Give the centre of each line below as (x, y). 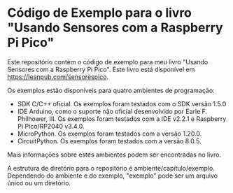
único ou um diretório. (39, 183)
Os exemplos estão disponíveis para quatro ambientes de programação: (111, 90)
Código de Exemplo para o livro (100, 13)
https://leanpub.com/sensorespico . (58, 77)
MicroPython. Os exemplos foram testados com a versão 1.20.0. (110, 134)
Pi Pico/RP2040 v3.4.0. (51, 126)
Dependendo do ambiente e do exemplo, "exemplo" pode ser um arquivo (113, 176)
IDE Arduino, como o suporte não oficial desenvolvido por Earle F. (112, 111)
